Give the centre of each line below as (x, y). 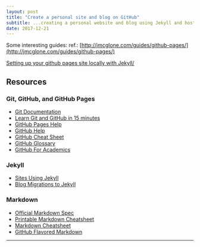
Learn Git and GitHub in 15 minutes (57, 118)
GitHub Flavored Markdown (49, 232)
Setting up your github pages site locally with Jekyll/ (71, 63)
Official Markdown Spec (44, 212)
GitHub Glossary (35, 143)
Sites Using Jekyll (37, 178)
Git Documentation (38, 111)
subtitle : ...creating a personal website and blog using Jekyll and (94, 23)
